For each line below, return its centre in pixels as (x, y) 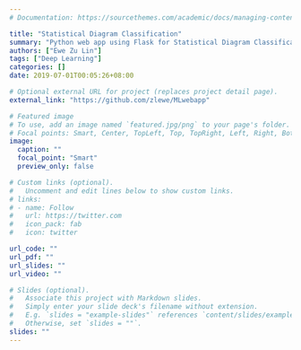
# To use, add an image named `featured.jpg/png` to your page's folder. (150, 125)
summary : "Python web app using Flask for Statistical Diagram (130, 42)
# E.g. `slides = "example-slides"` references (104, 315)
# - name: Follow (42, 207)
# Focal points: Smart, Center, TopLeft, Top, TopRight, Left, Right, (144, 133)
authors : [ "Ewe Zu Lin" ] (56, 50)
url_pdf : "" (31, 257)
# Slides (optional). (50, 290)
